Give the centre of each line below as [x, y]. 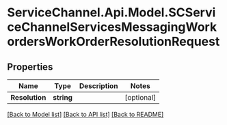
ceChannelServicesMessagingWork [112, 27]
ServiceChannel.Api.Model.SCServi [111, 13]
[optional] [141, 97]
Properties [30, 67]
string [63, 97]
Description [98, 86]
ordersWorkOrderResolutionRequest [113, 42]
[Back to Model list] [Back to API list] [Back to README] [85, 114]
